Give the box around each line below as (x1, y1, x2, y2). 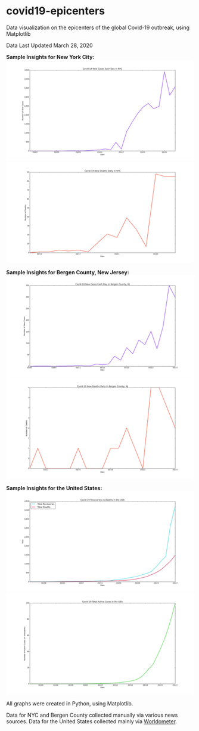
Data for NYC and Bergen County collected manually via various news (6, 711, 178, 719)
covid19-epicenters (6, 4, 105, 18)
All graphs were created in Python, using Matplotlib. (6, 700, 133, 707)
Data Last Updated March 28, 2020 (6, 42, 93, 49)
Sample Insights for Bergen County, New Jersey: (6, 269, 129, 276)
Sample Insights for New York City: (6, 53, 95, 60)
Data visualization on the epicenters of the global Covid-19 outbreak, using (6, 24, 189, 31)
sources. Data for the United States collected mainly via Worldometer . (6, 718, 178, 725)
